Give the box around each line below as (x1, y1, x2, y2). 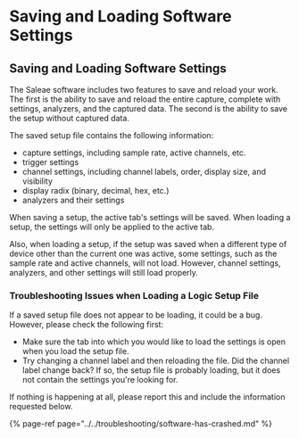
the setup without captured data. (9, 113, 129, 123)
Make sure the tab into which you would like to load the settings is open (21, 336, 286, 347)
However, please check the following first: (9, 319, 163, 330)
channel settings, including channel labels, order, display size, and (21, 167, 266, 177)
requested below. (9, 401, 73, 412)
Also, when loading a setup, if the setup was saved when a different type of (9, 239, 287, 249)
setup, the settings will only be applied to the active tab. (9, 221, 215, 232)
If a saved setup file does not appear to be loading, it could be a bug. (9, 310, 263, 320)
